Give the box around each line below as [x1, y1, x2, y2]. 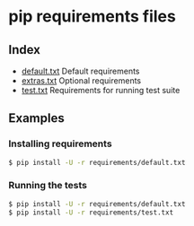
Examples [8, 110, 65, 126]
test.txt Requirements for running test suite [21, 85, 181, 95]
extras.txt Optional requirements [21, 75, 141, 86]
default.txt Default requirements [21, 65, 140, 76]
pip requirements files [8, 6, 176, 27]
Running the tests [8, 179, 87, 192]
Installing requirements [8, 137, 113, 150]
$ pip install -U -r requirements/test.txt [8, 208, 174, 217]
